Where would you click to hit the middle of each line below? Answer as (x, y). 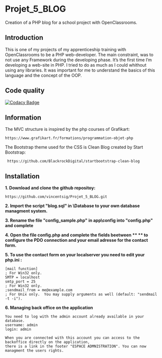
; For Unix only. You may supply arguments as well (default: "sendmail (81, 295)
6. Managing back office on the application (49, 308)
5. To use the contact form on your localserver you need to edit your (75, 255)
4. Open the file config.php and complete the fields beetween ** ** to (77, 235)
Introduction (24, 38)
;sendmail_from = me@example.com (39, 290)
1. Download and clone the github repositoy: (50, 188)
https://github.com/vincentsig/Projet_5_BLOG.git (56, 197)
